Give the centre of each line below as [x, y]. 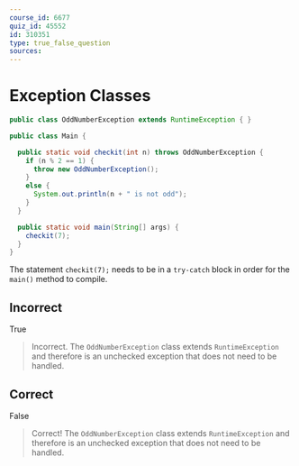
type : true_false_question [60, 43]
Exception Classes [80, 96]
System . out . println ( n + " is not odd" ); [110, 195]
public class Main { [48, 136]
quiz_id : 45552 [38, 26]
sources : [26, 51]
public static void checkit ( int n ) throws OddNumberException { [140, 152]
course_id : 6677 [40, 18]
